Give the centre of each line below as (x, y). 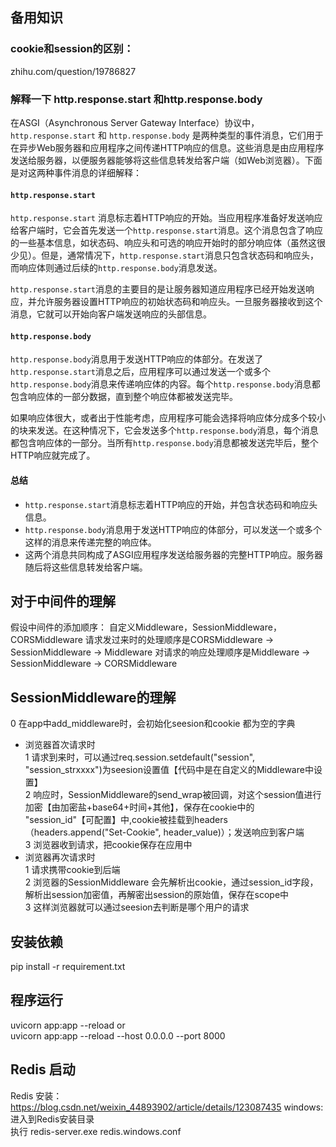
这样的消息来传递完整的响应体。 (90, 542)
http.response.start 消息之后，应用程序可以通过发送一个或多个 (141, 372)
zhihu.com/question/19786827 (73, 71)
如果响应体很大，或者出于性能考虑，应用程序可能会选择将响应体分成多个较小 (168, 418)
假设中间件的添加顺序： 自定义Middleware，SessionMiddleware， (146, 627)
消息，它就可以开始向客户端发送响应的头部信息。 (111, 314)
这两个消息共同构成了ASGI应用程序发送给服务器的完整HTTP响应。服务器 (174, 554)
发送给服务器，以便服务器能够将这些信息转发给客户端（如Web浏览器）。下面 (166, 160)
